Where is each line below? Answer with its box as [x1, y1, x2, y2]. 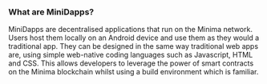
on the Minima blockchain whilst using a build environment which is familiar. [8, 67, 259, 77]
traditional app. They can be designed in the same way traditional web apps [8, 42, 259, 51]
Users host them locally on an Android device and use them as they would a [8, 33, 260, 42]
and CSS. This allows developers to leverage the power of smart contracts [8, 58, 254, 68]
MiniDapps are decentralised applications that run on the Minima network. [8, 25, 253, 34]
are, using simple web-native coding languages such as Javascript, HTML [8, 50, 253, 60]
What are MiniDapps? [8, 6, 95, 18]
